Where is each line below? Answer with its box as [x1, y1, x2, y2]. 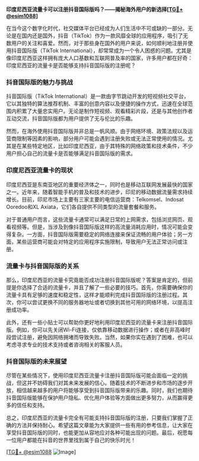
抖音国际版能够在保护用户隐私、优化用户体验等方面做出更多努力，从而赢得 [6, 394, 188, 402]
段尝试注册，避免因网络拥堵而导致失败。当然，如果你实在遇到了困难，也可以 [6, 333, 193, 340]
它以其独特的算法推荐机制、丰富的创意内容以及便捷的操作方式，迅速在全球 [6, 100, 188, 108]
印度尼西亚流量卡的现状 [6, 166, 73, 175]
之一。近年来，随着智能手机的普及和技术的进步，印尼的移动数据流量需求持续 [6, 188, 193, 195]
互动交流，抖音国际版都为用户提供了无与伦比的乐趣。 [6, 115, 136, 122]
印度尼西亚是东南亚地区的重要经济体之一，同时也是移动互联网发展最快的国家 [6, 181, 193, 188]
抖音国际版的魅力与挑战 [6, 78, 73, 86]
